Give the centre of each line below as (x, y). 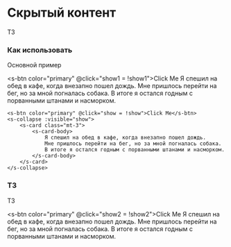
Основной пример (34, 65)
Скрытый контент (62, 13)
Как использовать (40, 50)
